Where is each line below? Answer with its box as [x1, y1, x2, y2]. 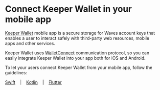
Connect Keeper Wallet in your [5, 3, 132, 15]
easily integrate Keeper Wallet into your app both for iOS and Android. [5, 55, 146, 61]
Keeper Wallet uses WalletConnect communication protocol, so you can [5, 50, 150, 56]
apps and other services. [5, 40, 55, 46]
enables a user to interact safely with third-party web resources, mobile [5, 35, 150, 41]
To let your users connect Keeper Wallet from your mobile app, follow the [5, 65, 153, 70]
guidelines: [5, 69, 27, 75]
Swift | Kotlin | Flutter [5, 79, 62, 85]
